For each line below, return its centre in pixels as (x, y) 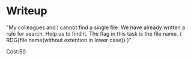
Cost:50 (16, 51)
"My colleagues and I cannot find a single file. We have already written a (96, 27)
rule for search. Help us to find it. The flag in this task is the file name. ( (94, 33)
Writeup (27, 11)
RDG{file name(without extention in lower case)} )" (69, 40)
